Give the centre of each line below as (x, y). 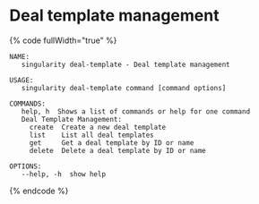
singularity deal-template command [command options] (124, 88)
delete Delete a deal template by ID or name (117, 150)
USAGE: (22, 80)
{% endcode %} (39, 191)
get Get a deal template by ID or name (112, 143)
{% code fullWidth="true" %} (63, 40)
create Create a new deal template (98, 127)
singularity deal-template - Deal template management (125, 64)
